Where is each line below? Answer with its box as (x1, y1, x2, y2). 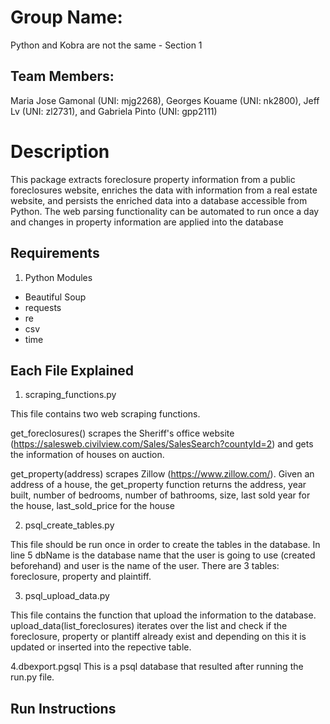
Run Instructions (10, 700, 117, 717)
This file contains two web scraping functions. (10, 408, 201, 420)
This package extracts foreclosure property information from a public (10, 173, 296, 185)
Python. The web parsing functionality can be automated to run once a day (10, 205, 320, 217)
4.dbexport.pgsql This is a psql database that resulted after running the (10, 661, 304, 673)
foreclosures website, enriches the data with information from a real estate (10, 184, 318, 196)
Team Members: (10, 68, 115, 85)
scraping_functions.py (24, 389, 117, 401)
